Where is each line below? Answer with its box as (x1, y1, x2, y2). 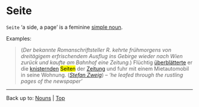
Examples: (6, 35, 31, 42)
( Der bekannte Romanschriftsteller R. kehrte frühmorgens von (20, 46, 172, 53)
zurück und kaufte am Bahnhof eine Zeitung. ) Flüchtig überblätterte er (20, 59, 192, 66)
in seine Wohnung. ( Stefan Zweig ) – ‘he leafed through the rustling (20, 71, 184, 78)
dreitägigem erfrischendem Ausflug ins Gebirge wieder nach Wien (20, 52, 183, 59)
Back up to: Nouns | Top (6, 94, 65, 101)
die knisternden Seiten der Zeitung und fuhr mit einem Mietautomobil (20, 65, 190, 72)
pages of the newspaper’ (20, 78, 83, 85)
